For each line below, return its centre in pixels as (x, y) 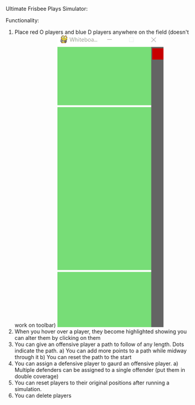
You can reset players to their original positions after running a (92, 383)
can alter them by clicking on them (57, 338)
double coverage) (36, 376)
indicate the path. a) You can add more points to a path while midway (101, 351)
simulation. (28, 389)
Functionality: (23, 20)
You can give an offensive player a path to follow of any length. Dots (99, 344)
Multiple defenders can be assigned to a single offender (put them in (100, 370)
